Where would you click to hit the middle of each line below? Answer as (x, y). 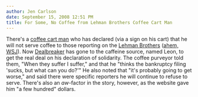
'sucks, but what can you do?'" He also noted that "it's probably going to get (99, 71)
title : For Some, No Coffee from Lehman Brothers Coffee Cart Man (89, 22)
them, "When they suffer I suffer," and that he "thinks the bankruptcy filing (96, 64)
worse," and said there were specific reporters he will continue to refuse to (97, 76)
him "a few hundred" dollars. (41, 89)
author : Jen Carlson (32, 11)
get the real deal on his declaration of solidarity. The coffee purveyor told (95, 58)
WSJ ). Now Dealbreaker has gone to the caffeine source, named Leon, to (95, 52)
